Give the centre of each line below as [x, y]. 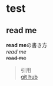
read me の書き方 [27, 45]
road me [16, 58]
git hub [29, 77]
